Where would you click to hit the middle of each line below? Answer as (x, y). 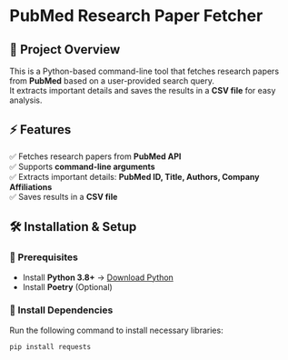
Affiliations (31, 186)
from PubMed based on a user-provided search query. (112, 81)
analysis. (26, 100)
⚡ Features (40, 130)
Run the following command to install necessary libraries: (117, 330)
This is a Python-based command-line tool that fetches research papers (144, 71)
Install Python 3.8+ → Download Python (98, 277)
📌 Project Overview (65, 50)
